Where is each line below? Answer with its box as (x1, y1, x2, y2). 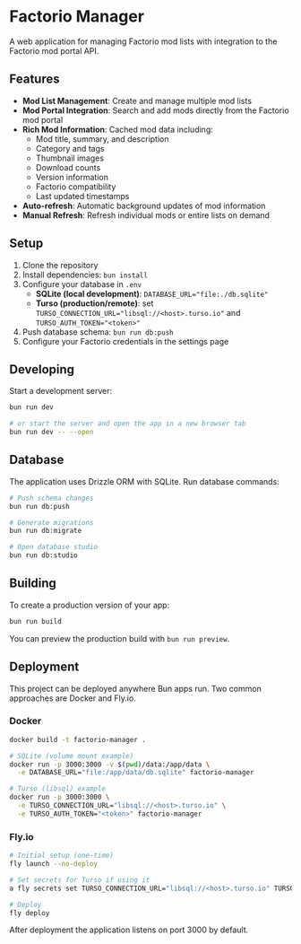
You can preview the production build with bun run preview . (9, 633, 230, 643)
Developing (9, 362, 74, 377)
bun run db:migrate (9, 527, 82, 536)
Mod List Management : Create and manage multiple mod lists (21, 95, 253, 106)
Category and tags (35, 143, 105, 153)
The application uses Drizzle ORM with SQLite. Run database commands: (9, 476, 279, 486)
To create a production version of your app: (9, 599, 170, 610)
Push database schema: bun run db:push (21, 326, 174, 337)
